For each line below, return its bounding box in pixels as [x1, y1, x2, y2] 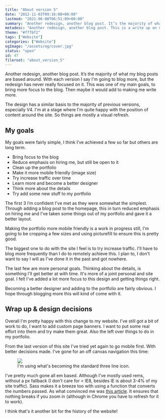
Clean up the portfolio [12, 164, 56, 170]
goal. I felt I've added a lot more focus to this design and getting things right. [5, 276, 160, 282]
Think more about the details [12, 186, 71, 192]
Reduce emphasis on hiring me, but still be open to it [12, 160, 119, 165]
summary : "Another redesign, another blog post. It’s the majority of [5, 21, 153, 26]
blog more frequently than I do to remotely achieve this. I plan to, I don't [5, 251, 150, 257]
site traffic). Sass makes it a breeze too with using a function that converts [5, 383, 156, 389]
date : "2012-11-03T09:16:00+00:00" [5, 12, 78, 17]
